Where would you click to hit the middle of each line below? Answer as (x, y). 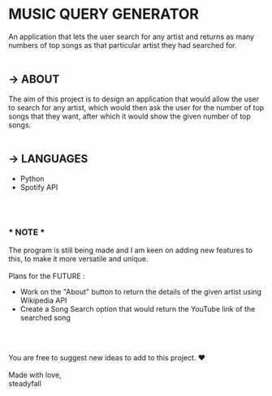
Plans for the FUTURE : (47, 276)
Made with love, (35, 375)
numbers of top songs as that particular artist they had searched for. (123, 45)
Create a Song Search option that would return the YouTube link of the (138, 308)
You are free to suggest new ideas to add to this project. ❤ (107, 357)
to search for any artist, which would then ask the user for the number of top (136, 107)
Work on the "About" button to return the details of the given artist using (141, 291)
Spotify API (39, 187)
